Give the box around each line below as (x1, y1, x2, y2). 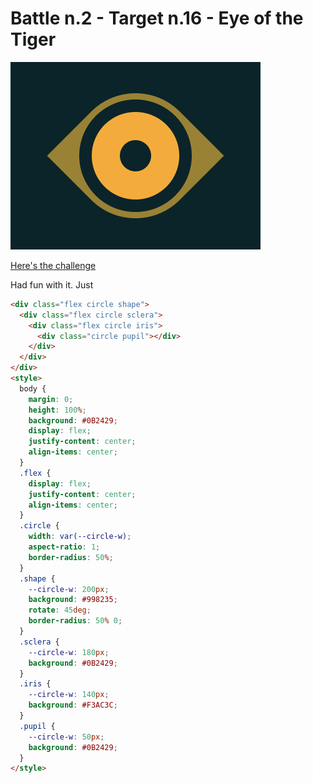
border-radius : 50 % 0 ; (28, 616, 123, 626)
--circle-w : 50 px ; (28, 732, 105, 742)
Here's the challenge (10, 259, 97, 271)
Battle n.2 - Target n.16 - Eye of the (10, 7, 304, 30)
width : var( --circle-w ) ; (28, 532, 132, 542)
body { (19, 383, 47, 394)
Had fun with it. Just (10, 278, 94, 291)
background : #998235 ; (28, 595, 118, 605)
